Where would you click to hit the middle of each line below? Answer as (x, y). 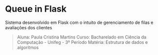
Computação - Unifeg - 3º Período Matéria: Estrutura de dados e (82, 42)
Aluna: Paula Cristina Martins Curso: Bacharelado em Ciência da (82, 37)
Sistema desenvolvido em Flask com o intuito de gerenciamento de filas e (79, 22)
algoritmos (28, 47)
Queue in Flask (36, 9)
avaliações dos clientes (29, 27)
